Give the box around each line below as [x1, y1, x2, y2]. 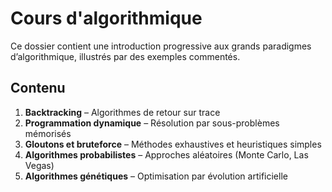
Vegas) [24, 159, 55, 171]
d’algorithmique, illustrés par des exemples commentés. [10, 50, 241, 62]
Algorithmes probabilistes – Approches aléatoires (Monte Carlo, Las [24, 148, 309, 161]
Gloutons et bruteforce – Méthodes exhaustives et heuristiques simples [24, 138, 322, 150]
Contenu [10, 80, 66, 97]
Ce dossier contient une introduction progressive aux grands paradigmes [10, 40, 312, 52]
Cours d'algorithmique [10, 7, 203, 30]
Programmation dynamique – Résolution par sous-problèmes [24, 117, 280, 129]
